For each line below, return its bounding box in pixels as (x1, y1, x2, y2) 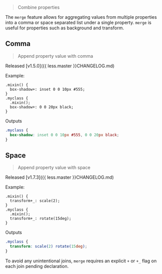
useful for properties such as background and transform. (5, 25, 124, 31)
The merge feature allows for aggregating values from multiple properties (5, 14, 157, 20)
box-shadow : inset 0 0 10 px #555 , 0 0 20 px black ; (10, 132, 119, 137)
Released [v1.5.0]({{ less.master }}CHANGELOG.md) (5, 63, 115, 69)
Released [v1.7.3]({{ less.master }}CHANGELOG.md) (5, 174, 114, 180)
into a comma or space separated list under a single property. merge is (5, 20, 151, 25)
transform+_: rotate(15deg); (10, 216, 72, 221)
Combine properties (17, 5, 60, 10)
